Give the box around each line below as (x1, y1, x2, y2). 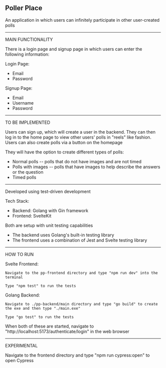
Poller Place (5, 4, 43, 12)
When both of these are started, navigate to (5, 323, 94, 329)
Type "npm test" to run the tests (5, 283, 77, 288)
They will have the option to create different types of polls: (5, 149, 124, 155)
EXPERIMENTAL (5, 342, 38, 348)
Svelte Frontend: (5, 261, 39, 267)
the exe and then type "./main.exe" (5, 306, 81, 311)
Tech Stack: (5, 198, 30, 204)
